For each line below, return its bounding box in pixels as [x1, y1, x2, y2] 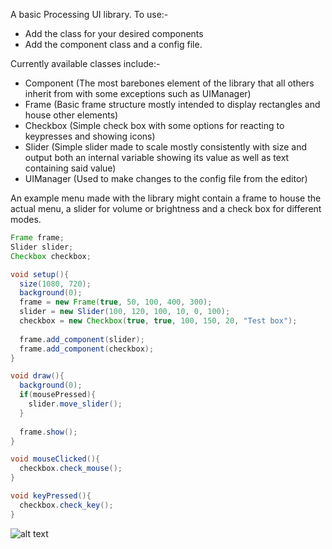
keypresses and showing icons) [24, 130, 156, 142]
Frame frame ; [10, 233, 65, 243]
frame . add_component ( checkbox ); [19, 344, 155, 354]
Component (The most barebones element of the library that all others [24, 77, 315, 89]
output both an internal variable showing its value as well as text [24, 152, 290, 163]
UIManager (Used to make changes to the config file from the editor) [24, 173, 308, 184]
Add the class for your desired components [24, 28, 204, 39]
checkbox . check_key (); [19, 500, 114, 510]
